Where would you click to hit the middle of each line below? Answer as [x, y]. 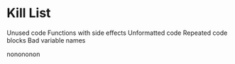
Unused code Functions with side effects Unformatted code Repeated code [117, 33]
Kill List [29, 13]
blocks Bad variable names [46, 40]
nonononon [23, 54]
